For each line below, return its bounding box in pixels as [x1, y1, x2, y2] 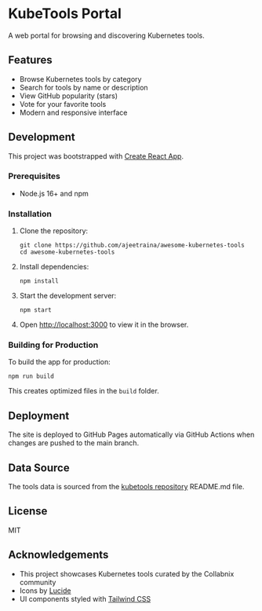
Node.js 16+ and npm [19, 188, 89, 198]
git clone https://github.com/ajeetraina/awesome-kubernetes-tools [19, 241, 245, 250]
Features [8, 53, 53, 67]
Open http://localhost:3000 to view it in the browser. [19, 320, 189, 330]
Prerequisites [8, 170, 60, 181]
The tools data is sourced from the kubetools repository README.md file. [8, 482, 245, 492]
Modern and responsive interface [19, 108, 128, 117]
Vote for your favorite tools [19, 99, 107, 108]
